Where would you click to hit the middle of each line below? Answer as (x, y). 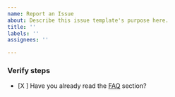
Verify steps (29, 71)
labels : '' (23, 33)
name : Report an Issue (41, 14)
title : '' (22, 27)
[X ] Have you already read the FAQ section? (82, 86)
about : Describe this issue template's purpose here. (88, 20)
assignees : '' (28, 40)
